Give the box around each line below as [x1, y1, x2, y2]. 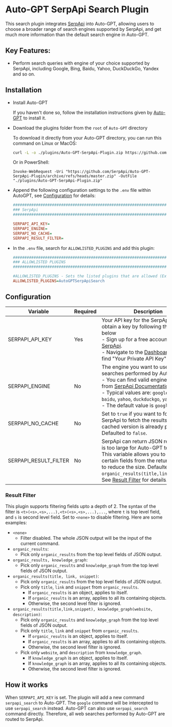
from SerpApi [101, 382, 134, 389]
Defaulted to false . [101, 429, 147, 437]
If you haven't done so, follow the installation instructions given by [12, 109, 153, 115]
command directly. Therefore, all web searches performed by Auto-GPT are [5, 711, 165, 717]
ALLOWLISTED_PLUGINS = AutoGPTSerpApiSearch [12, 279, 105, 284]
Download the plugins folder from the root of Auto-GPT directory [12, 125, 147, 131]
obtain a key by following [101, 323, 162, 330]
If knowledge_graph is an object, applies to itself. [28, 655, 128, 661]
